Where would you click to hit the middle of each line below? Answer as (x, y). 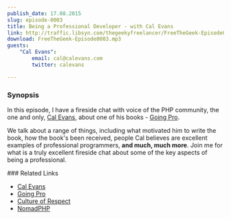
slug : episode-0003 (35, 20)
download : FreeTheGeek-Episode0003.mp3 (64, 39)
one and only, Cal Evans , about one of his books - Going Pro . (93, 117)
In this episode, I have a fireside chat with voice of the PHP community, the (113, 109)
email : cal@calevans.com (67, 59)
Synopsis (23, 95)
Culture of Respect (44, 201)
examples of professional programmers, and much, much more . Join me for (115, 145)
